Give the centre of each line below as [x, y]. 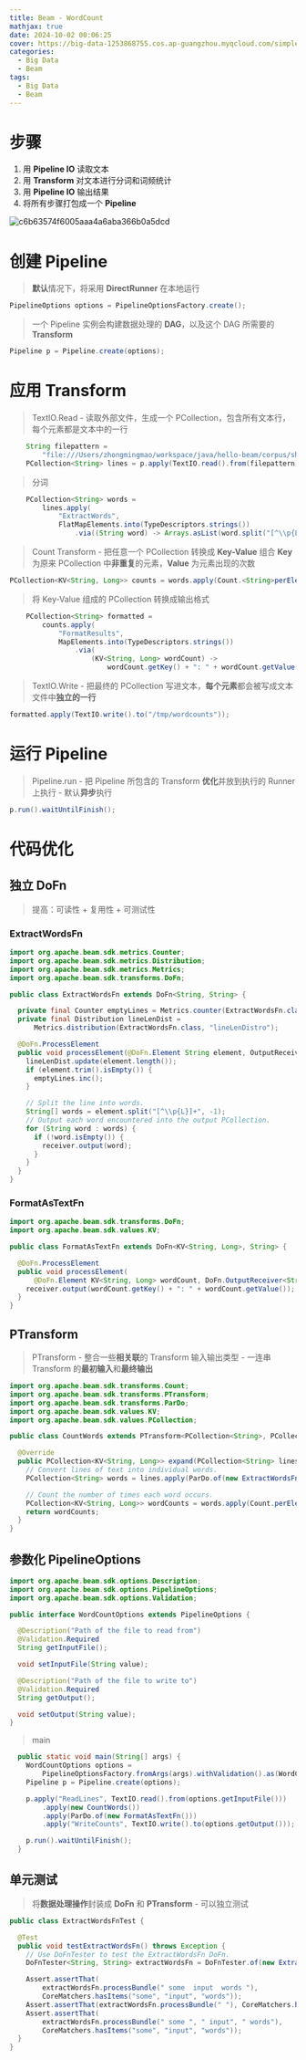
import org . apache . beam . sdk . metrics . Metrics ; [97, 969]
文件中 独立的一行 [64, 697]
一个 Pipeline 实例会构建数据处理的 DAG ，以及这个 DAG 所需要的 [153, 324]
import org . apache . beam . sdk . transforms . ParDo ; [99, 1403]
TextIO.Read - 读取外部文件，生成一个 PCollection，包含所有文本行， [161, 418]
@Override [36, 1453]
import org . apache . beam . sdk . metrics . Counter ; [97, 953]
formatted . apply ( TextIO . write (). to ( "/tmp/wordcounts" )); [120, 715]
